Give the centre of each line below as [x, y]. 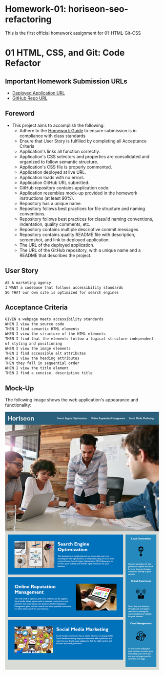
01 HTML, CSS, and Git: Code [65, 53]
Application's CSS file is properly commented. [66, 167]
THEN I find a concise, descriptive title [49, 373]
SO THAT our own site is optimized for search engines [62, 292]
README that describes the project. [55, 255]
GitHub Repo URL [30, 98]
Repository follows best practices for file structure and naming [82, 209]
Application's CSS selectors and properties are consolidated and [84, 156]
